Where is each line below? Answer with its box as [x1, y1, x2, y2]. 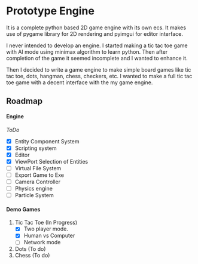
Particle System [14, 192, 54, 199]
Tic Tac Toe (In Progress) [14, 219, 78, 226]
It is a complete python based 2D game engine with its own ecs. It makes [6, 24, 187, 31]
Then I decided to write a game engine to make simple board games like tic [6, 66, 191, 73]
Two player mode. [23, 225, 69, 232]
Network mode [23, 239, 61, 246]
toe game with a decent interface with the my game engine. [6, 79, 153, 86]
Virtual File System [14, 164, 62, 171]
